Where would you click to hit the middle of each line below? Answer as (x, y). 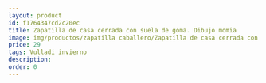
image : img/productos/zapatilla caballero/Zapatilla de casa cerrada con (133, 38)
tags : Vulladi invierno (48, 52)
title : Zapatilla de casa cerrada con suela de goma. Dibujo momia (123, 30)
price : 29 (25, 45)
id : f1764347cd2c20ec (44, 23)
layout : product (35, 15)
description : (30, 60)
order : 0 (23, 67)
